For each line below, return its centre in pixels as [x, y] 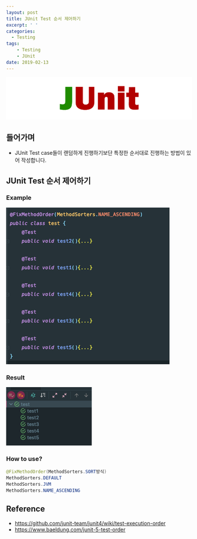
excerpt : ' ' [22, 25]
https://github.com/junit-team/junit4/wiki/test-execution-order [90, 523]
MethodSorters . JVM [29, 485]
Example [19, 198]
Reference [26, 509]
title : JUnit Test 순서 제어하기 [43, 19]
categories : [21, 31]
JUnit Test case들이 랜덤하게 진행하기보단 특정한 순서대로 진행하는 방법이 [100, 153]
